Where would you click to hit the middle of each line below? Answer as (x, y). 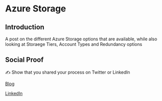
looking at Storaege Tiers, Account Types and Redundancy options (74, 44)
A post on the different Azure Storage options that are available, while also (81, 39)
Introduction (25, 27)
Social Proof (24, 60)
